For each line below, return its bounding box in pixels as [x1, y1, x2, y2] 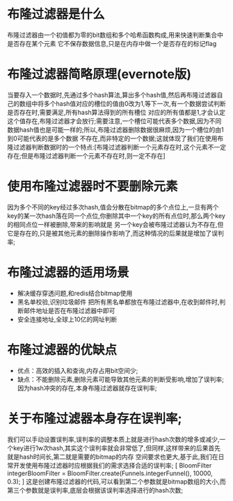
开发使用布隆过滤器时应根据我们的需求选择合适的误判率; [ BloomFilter [13, 461, 212, 470]
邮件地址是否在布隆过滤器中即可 [23, 306, 115, 315]
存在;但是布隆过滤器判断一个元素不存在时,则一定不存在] [7, 151, 166, 160]
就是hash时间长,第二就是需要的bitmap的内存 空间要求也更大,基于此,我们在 [7, 452, 219, 461]
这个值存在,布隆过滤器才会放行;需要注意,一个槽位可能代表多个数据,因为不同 [7, 116, 222, 125]
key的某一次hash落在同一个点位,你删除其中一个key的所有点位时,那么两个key [7, 212, 226, 220]
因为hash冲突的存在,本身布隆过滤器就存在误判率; [17, 383, 157, 392]
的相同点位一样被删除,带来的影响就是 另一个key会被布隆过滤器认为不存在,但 [7, 220, 224, 228]
